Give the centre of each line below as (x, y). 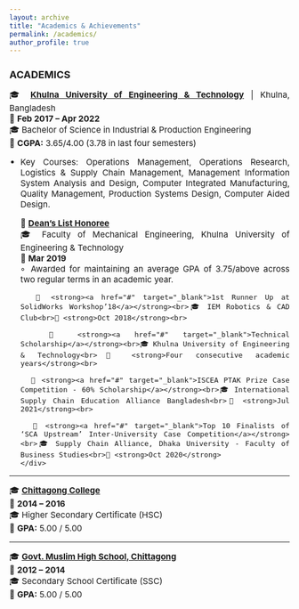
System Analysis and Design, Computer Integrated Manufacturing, (155, 183)
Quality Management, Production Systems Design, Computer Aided (155, 194)
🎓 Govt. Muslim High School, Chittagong (93, 557)
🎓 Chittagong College (55, 491)
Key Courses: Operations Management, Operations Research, (155, 162)
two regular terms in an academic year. (97, 280)
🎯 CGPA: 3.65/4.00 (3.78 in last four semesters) (103, 143)
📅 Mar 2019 (44, 259)
